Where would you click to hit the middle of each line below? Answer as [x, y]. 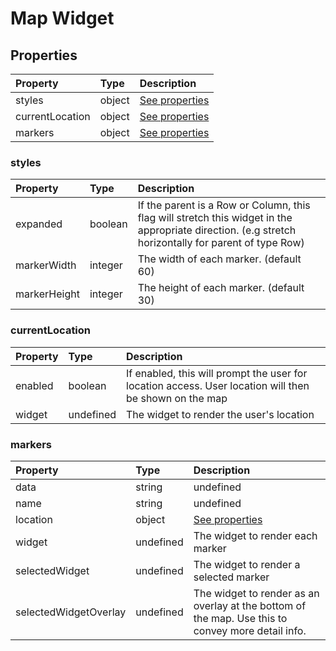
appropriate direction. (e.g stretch [217, 230]
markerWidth [46, 265]
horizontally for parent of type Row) [221, 243]
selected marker [231, 577]
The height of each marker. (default [221, 288]
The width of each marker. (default [219, 259]
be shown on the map [177, 398]
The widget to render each [255, 535]
